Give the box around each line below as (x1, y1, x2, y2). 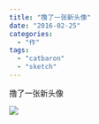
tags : (9, 46, 29, 55)
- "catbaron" (17, 54, 65, 63)
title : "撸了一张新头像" (9, 12, 91, 22)
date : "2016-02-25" (9, 21, 81, 30)
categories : (9, 29, 53, 38)
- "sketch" (17, 63, 57, 72)
